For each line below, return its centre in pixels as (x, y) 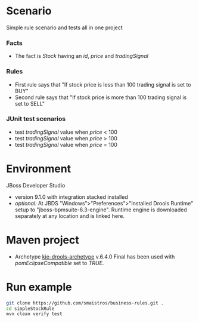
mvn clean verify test (34, 314)
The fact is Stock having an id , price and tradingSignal (82, 56)
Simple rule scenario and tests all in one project (65, 27)
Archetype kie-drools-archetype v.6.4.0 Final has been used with (95, 256)
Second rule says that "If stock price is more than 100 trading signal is (101, 97)
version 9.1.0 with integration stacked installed (71, 197)
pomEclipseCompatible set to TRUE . (59, 263)
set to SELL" (30, 103)
